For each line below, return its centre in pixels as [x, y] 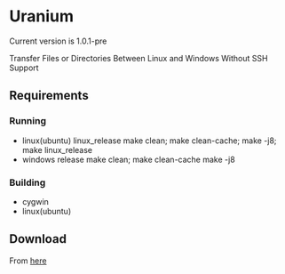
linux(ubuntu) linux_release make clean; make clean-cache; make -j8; [149, 141]
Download [38, 239]
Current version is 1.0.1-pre [58, 41]
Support [24, 68]
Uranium [41, 16]
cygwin [35, 201]
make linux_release [57, 149]
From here [28, 261]
